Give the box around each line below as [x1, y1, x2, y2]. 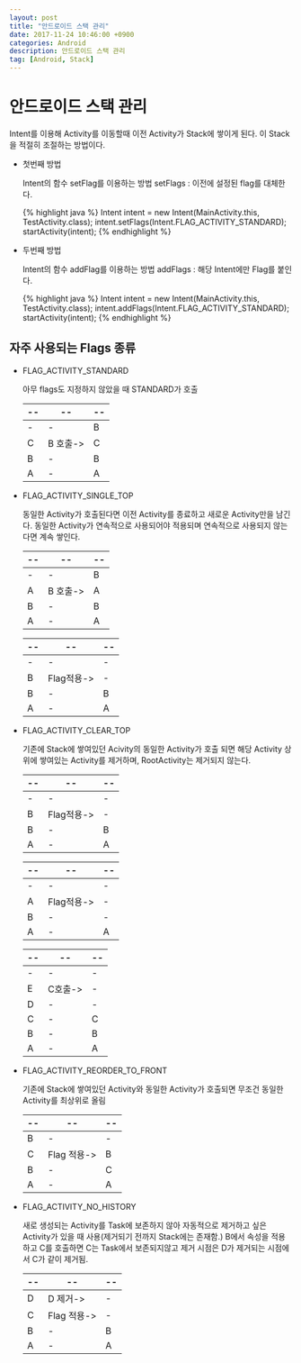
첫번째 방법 [22, 159, 62, 169]
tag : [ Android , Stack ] [9, 55, 94, 64]
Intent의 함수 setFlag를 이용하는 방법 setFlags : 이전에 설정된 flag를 [22, 177, 262, 188]
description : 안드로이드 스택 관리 [9, 47, 126, 56]
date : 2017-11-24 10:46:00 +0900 [9, 30, 135, 39]
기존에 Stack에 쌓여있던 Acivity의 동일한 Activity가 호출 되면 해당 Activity [22, 743, 283, 754]
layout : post [9, 13, 58, 23]
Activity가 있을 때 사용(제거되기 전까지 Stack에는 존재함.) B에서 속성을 [22, 1231, 270, 1241]
